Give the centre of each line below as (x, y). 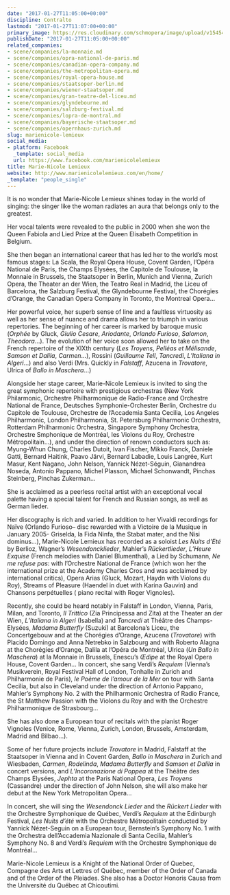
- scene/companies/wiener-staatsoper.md (66, 90)
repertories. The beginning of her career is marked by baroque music (105, 326)
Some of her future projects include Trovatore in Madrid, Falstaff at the (107, 749)
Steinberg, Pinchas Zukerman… (51, 479)
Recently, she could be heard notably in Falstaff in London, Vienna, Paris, (110, 606)
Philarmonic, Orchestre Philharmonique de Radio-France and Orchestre (108, 398)
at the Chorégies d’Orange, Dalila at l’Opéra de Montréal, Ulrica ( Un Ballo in (113, 650)
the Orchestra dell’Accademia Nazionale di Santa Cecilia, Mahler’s (100, 836)
